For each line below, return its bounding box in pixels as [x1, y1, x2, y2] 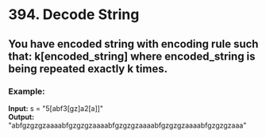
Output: [8, 112, 34, 121]
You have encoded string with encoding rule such [8, 37, 259, 51]
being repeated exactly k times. [8, 62, 168, 75]
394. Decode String [8, 6, 140, 24]
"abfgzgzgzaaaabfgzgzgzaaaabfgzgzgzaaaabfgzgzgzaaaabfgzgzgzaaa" [8, 121, 247, 130]
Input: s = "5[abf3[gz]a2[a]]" [8, 103, 104, 113]
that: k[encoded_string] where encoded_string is [8, 49, 256, 63]
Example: [8, 86, 45, 97]
